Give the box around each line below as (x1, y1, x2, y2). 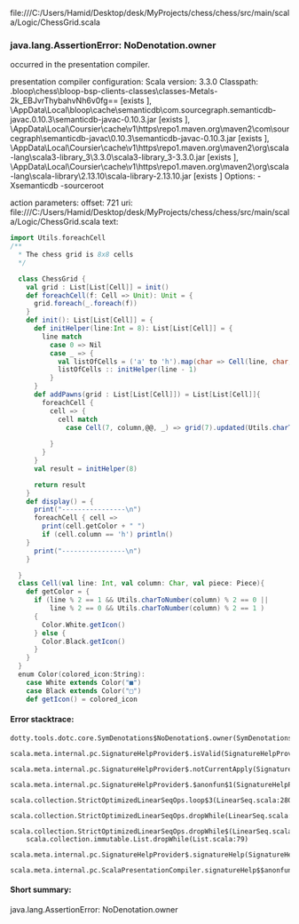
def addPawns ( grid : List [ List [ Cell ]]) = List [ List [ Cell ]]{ (33, 390, 261, 399)
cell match (57, 415, 98, 424)
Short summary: (10, 884, 72, 896)
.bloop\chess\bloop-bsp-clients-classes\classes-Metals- (10, 86, 218, 97)
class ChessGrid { (18, 275, 87, 283)
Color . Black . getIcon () (42, 637, 126, 646)
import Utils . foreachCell (10, 234, 106, 243)
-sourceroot (59, 180, 105, 191)
